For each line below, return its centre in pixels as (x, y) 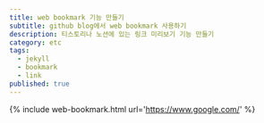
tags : (19, 51)
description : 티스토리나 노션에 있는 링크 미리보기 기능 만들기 (112, 34)
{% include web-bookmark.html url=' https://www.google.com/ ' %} (132, 109)
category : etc (36, 42)
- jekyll (34, 59)
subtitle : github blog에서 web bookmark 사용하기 (98, 26)
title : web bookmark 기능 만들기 (67, 17)
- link (30, 76)
